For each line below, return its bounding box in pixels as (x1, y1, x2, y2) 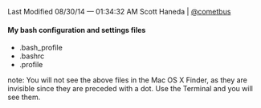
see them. (7, 92, 41, 102)
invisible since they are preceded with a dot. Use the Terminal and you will (7, 84, 254, 94)
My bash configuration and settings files (7, 25, 146, 34)
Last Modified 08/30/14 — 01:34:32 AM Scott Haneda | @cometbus (7, 7, 231, 16)
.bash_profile (18, 43, 63, 53)
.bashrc (18, 51, 45, 61)
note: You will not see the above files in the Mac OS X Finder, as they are (7, 75, 248, 85)
